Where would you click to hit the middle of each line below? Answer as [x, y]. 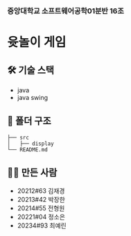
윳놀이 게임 [37, 42]
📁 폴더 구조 [29, 121]
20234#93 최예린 [42, 225]
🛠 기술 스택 [30, 70]
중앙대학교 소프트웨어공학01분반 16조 [66, 10]
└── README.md [28, 150]
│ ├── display [30, 144]
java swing [33, 97]
